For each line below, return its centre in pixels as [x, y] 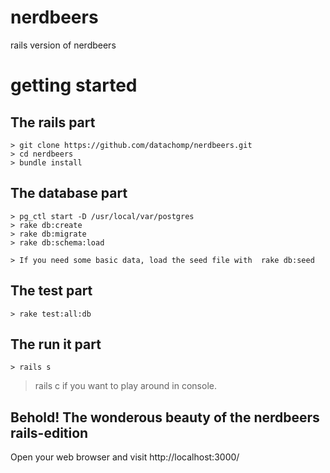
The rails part [53, 122]
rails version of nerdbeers [63, 45]
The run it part [56, 344]
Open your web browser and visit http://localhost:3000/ [125, 457]
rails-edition [49, 432]
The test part [51, 291]
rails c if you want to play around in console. [125, 386]
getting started [74, 85]
